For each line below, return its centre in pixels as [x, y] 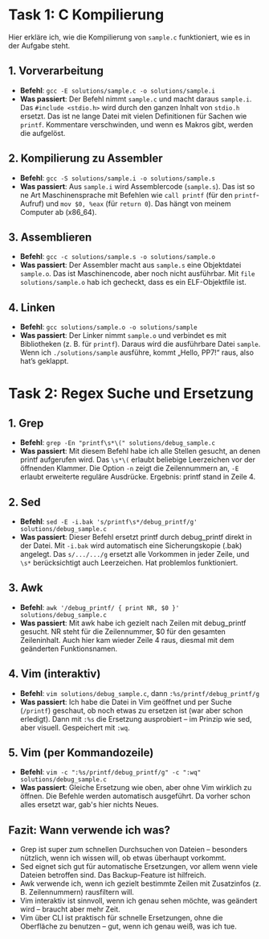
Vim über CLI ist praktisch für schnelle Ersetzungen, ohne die [121, 918]
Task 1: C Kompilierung [86, 15]
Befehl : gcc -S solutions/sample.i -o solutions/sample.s [117, 178]
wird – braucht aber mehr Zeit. [70, 909]
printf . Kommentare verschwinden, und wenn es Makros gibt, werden [137, 124]
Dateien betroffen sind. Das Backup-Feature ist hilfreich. [113, 875]
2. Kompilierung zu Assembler [86, 159]
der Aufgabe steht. [39, 45]
